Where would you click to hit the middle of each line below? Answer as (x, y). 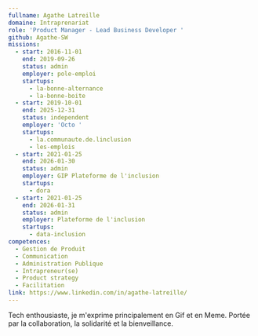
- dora (40, 190)
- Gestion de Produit (51, 249)
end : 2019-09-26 (49, 60)
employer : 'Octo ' (52, 125)
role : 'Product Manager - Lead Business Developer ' (96, 30)
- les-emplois (52, 147)
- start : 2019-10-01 (49, 103)
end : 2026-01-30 (49, 162)
